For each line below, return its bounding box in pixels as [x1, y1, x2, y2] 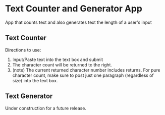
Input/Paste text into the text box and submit [12, 57, 103, 62]
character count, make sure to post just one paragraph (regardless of [12, 72, 154, 78]
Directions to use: [5, 47, 41, 53]
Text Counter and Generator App [5, 3, 143, 14]
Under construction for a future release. [5, 105, 87, 111]
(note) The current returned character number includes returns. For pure [12, 67, 161, 73]
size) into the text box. [12, 77, 58, 83]
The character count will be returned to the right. [12, 61, 112, 67]
